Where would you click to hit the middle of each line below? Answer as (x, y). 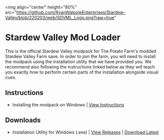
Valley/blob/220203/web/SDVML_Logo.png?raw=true (60, 17)
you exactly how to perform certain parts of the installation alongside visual (82, 72)
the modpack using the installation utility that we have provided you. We (78, 62)
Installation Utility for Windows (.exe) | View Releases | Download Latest (85, 132)
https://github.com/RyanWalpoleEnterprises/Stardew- (71, 12)
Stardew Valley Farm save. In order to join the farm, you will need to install (80, 56)
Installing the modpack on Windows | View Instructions (68, 105)
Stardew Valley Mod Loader (63, 38)
